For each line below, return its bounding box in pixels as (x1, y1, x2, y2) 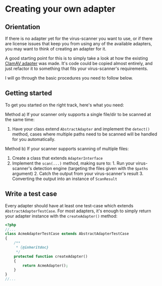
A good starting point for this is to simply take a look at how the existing (5, 55, 148, 61)
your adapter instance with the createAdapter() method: (5, 213, 118, 219)
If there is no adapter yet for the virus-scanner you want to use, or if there (5, 35, 153, 41)
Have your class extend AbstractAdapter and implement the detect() (12, 126, 150, 132)
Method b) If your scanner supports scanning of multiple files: (5, 146, 129, 151)
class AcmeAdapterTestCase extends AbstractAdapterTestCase (5, 232, 130, 236)
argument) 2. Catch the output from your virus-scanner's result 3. (12, 170, 144, 176)
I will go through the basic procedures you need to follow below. (5, 75, 133, 81)
